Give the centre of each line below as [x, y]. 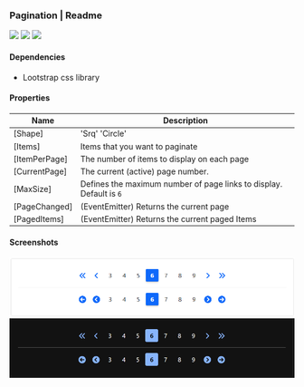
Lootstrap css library [61, 77]
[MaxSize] [33, 189]
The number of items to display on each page [165, 159]
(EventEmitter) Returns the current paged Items [168, 218]
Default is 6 [101, 194]
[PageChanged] [43, 206]
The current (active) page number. [145, 171]
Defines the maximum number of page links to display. [181, 184]
